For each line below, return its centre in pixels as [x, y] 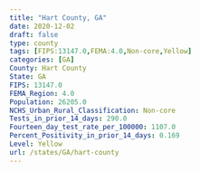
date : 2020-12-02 [42, 26]
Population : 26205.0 [48, 102]
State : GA [28, 77]
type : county [34, 43]
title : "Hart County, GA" [58, 18]
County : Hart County [48, 69]
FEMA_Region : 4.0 [42, 93]
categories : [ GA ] [42, 60]
